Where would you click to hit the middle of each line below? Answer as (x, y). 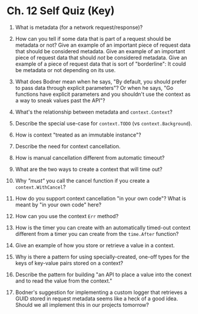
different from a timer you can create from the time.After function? (97, 234)
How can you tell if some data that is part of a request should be (93, 38)
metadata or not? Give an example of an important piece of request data (103, 45)
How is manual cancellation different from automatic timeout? (90, 157)
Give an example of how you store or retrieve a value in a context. (95, 245)
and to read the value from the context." (64, 281)
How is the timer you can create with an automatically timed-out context (103, 227)
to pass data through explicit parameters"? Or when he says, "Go (94, 88)
